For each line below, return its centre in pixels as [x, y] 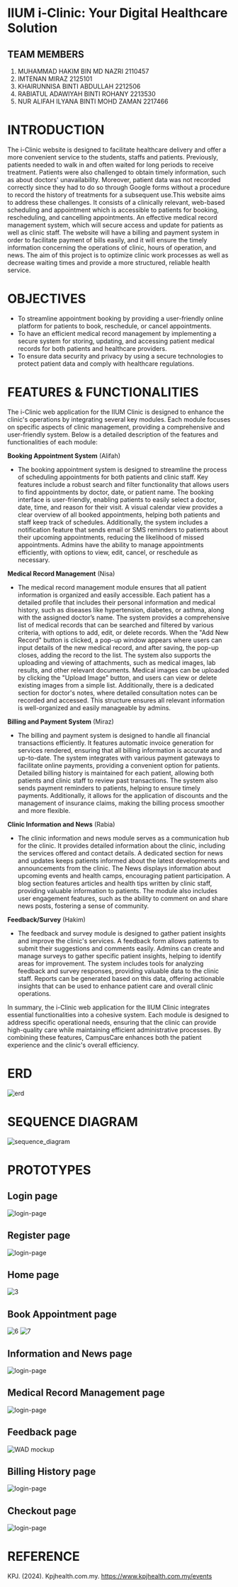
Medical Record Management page [86, 1393]
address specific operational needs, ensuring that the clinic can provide [112, 1022]
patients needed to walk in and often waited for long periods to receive [110, 164]
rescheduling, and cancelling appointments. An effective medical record [112, 217]
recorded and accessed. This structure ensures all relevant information [121, 700]
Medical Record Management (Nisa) [61, 573]
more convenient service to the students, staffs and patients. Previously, [113, 157]
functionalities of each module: [52, 442]
